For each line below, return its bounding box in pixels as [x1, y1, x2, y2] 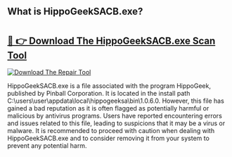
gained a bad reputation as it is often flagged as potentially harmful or [7, 104, 210, 112]
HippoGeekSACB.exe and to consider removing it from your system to [7, 134, 210, 142]
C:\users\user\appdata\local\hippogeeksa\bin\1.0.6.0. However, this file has [7, 96, 225, 105]
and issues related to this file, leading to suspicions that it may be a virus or [7, 119, 226, 127]
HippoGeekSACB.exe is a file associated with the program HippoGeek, [7, 82, 211, 90]
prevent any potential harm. [7, 142, 87, 150]
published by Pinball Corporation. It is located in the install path [7, 89, 191, 97]
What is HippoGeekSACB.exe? [7, 6, 143, 18]
